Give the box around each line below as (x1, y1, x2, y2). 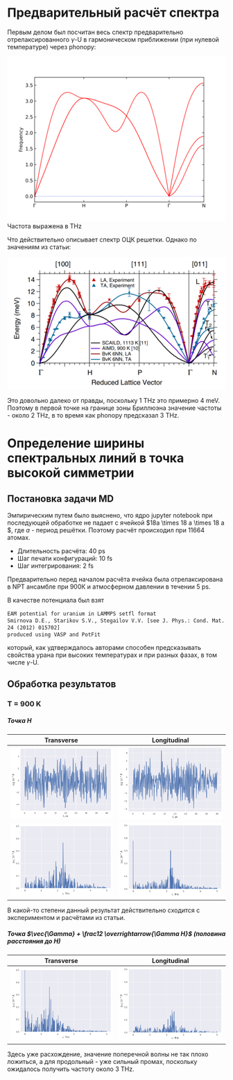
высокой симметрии (7, 465, 135, 481)
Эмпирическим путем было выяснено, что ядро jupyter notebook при (7, 511, 213, 520)
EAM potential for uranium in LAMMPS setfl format (7, 610, 157, 617)
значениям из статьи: (7, 242, 71, 251)
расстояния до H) (7, 937, 61, 945)
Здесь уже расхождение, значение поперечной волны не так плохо (7, 1049, 209, 1058)
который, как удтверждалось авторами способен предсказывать (7, 644, 202, 652)
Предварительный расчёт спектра (7, 5, 220, 21)
